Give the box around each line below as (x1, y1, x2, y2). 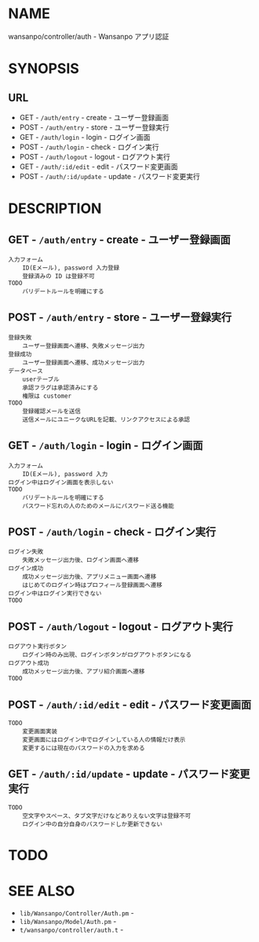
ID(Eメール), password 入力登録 (22, 264, 120, 272)
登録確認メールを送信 (22, 407, 81, 415)
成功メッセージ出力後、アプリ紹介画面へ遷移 (22, 668, 145, 676)
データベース (8, 367, 43, 375)
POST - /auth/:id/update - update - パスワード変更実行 (19, 171, 200, 181)
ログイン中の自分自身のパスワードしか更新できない (22, 820, 163, 828)
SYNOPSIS (8, 60, 80, 78)
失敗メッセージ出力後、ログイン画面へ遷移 (22, 556, 140, 564)
